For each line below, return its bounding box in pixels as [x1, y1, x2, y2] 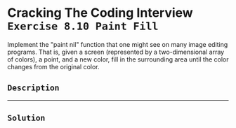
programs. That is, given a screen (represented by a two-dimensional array [7, 48, 225, 56]
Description [7, 83, 60, 93]
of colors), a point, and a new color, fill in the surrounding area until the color [7, 55, 229, 64]
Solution [7, 113, 46, 123]
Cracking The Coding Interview [7, 5, 193, 21]
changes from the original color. [7, 62, 100, 71]
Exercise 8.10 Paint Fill [7, 20, 159, 33]
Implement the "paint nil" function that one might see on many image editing [7, 40, 228, 48]
